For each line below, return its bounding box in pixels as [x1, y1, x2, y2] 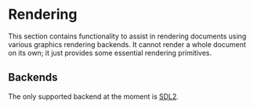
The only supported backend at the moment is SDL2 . [8, 92, 179, 101]
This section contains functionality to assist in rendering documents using [8, 31, 247, 41]
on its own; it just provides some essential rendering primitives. [8, 48, 212, 57]
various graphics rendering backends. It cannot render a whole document [8, 39, 247, 49]
